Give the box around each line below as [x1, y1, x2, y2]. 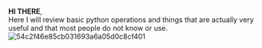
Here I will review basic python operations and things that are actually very [8, 15, 254, 24]
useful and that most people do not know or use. [8, 24, 169, 32]
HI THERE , [8, 7, 42, 16]
